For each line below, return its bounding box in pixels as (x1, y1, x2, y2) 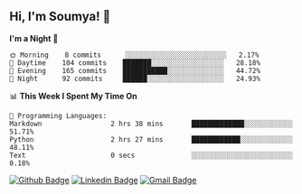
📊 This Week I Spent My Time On (9, 90, 137, 101)
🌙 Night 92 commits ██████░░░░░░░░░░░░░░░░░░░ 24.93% (9, 74, 260, 83)
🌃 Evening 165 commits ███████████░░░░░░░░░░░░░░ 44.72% (9, 66, 260, 75)
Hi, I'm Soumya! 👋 (9, 9, 111, 24)
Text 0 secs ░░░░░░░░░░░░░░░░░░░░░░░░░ (9, 151, 294, 160)
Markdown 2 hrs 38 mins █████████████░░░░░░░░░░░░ (9, 119, 294, 128)
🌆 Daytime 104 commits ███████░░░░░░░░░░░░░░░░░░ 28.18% (9, 58, 260, 68)
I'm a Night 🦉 (9, 32, 59, 43)
